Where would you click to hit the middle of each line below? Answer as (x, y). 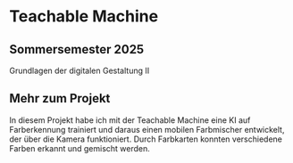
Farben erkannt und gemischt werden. (80, 148)
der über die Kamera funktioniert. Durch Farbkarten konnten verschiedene (146, 139)
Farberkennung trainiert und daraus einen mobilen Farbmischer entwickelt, (147, 129)
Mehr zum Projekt (60, 98)
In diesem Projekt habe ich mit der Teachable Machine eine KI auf (130, 120)
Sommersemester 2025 (77, 49)
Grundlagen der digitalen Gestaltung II (80, 70)
